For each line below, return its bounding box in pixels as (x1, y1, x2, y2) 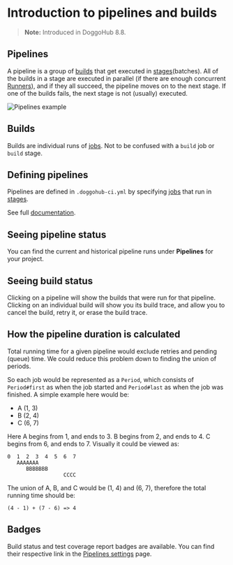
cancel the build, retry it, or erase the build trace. (7, 309, 148, 316)
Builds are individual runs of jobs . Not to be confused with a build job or (7, 141, 215, 149)
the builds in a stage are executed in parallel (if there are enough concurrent (7, 74, 226, 82)
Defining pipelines (7, 169, 89, 181)
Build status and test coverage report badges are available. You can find (7, 542, 215, 550)
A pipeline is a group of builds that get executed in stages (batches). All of (7, 66, 218, 75)
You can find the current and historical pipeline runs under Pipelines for (7, 247, 214, 256)
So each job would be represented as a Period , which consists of (7, 375, 194, 383)
